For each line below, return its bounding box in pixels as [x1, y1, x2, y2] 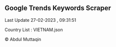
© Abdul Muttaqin [4, 36, 42, 42]
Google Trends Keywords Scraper [4, 4, 111, 12]
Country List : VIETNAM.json [4, 27, 63, 33]
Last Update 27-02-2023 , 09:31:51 [4, 17, 76, 23]
